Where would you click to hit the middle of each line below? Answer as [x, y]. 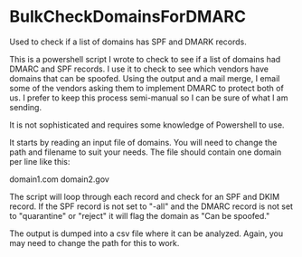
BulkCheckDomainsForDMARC [128, 17]
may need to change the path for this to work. [94, 243]
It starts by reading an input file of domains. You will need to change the [143, 142]
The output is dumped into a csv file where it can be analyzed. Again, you [146, 233]
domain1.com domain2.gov [60, 179]
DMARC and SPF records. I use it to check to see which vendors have [139, 69]
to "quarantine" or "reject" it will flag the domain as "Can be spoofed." [140, 215]
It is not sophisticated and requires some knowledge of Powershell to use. [147, 125]
